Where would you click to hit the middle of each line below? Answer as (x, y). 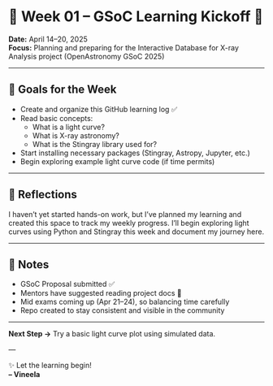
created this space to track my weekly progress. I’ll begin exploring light (129, 223)
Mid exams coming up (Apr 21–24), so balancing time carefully (125, 302)
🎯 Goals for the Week (63, 90)
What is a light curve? (69, 127)
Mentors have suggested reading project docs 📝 (101, 293)
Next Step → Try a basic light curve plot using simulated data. (112, 334)
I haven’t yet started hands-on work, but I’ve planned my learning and (125, 214)
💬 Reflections (43, 195)
